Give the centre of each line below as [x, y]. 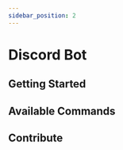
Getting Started [47, 84]
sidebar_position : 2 [42, 15]
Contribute [36, 138]
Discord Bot [48, 54]
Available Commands [62, 111]
